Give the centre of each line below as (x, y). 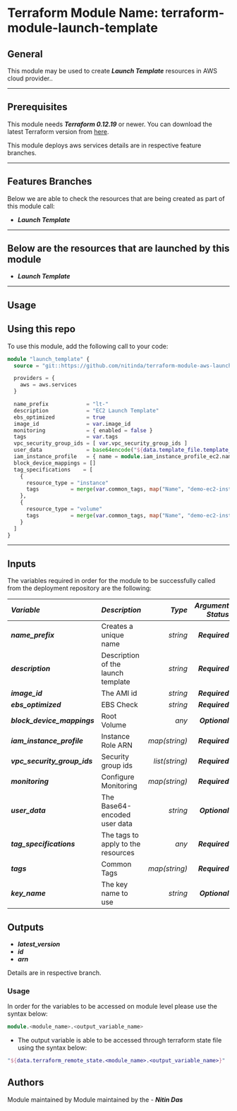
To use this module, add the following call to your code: (88, 346)
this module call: (31, 206)
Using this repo (42, 329)
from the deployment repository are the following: (79, 588)
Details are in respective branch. (54, 973)
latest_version (39, 944)
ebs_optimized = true (60, 417)
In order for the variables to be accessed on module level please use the (112, 1007)
